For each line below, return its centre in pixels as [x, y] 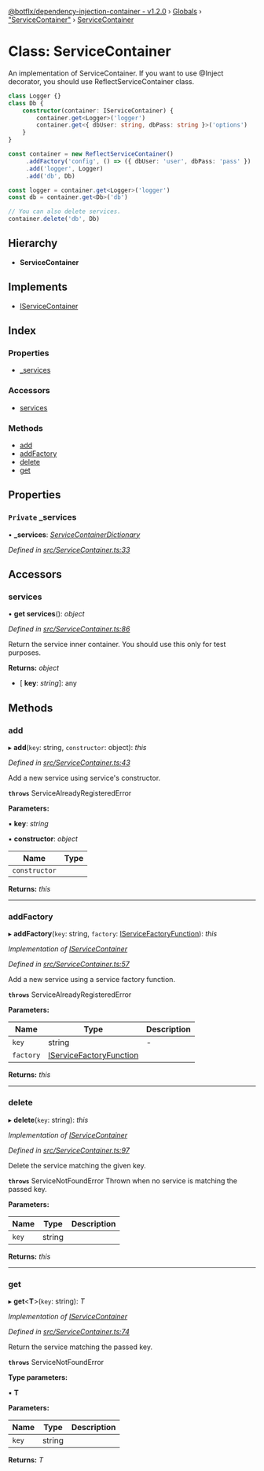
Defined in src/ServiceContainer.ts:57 [69, 964]
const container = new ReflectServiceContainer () [91, 154]
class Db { [26, 103]
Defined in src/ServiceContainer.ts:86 [69, 629]
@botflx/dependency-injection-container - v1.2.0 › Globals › [105, 11]
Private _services [42, 517]
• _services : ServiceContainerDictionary [74, 535]
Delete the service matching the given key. [77, 1165]
